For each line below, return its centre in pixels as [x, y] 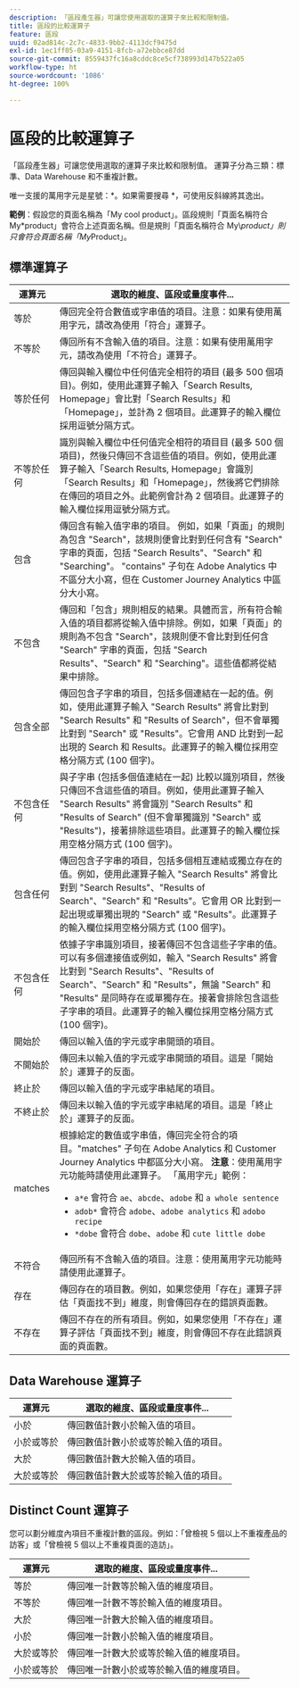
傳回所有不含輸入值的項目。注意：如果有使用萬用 [162, 342]
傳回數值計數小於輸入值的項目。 [134, 1426]
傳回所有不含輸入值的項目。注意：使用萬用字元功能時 [171, 1260]
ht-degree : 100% [39, 84]
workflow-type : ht [43, 68]
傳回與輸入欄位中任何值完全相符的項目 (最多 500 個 [167, 372]
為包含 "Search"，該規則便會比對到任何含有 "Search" [171, 539]
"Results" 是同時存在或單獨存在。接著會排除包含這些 [169, 998]
